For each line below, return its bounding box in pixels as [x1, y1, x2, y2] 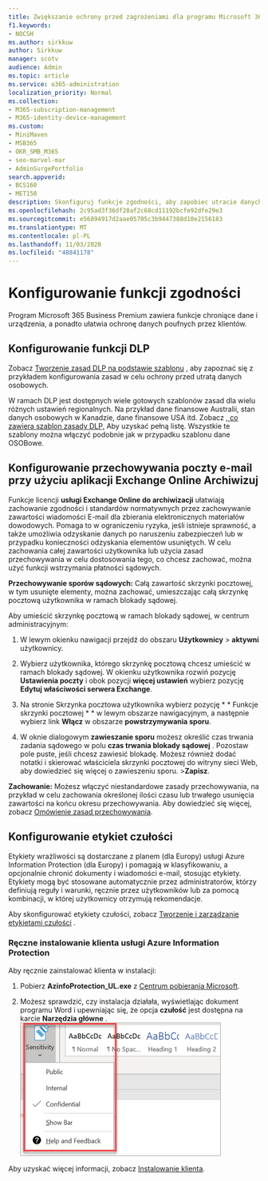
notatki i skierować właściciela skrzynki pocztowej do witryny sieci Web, [19, 757, 258, 767]
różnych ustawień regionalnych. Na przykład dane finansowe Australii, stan [8, 404, 255, 414]
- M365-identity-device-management [8, 114, 127, 122]
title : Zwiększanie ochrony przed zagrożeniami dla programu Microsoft [8, 13, 251, 21]
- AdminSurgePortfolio [8, 164, 84, 172]
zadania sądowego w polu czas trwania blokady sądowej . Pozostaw [19, 740, 249, 750]
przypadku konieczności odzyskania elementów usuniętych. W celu [8, 537, 231, 547]
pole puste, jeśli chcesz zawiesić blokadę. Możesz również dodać [19, 749, 237, 759]
